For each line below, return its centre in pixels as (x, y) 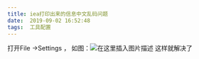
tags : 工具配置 (29, 27)
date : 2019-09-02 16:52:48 (49, 21)
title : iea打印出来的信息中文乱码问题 (58, 14)
